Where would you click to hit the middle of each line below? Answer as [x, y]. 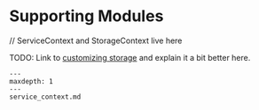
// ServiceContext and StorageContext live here [96, 40]
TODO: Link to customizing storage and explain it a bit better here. [130, 57]
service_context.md [45, 97]
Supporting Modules [86, 16]
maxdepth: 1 [31, 81]
